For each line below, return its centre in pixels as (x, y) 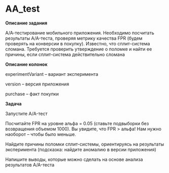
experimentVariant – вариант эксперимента (52, 74)
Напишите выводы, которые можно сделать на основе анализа (74, 159)
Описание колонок (26, 64)
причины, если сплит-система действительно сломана (65, 54)
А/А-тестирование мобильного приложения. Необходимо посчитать (80, 33)
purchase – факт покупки (32, 94)
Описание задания (26, 23)
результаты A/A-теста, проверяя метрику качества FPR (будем (74, 38)
